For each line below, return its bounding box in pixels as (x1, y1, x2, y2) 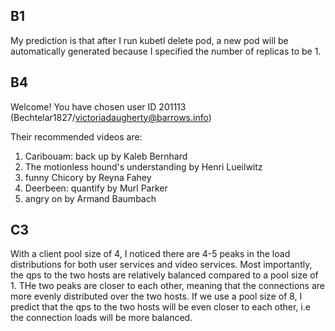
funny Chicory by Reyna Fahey (24, 171, 152, 183)
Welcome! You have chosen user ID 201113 (10, 100, 187, 113)
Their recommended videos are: (10, 130, 143, 143)
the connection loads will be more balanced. (10, 312, 193, 324)
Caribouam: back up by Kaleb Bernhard (24, 150, 188, 162)
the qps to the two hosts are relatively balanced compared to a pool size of (10, 269, 319, 281)
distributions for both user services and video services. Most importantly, (10, 259, 313, 271)
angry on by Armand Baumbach (24, 192, 157, 204)
